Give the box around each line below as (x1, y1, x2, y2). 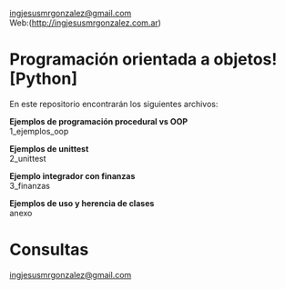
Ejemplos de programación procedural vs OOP (9, 115, 188, 126)
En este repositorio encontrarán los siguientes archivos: (9, 98, 219, 109)
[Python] (9, 68, 77, 89)
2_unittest (9, 153, 47, 164)
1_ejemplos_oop (9, 125, 69, 136)
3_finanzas (9, 180, 50, 191)
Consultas (9, 240, 89, 260)
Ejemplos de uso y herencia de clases (9, 197, 155, 208)
